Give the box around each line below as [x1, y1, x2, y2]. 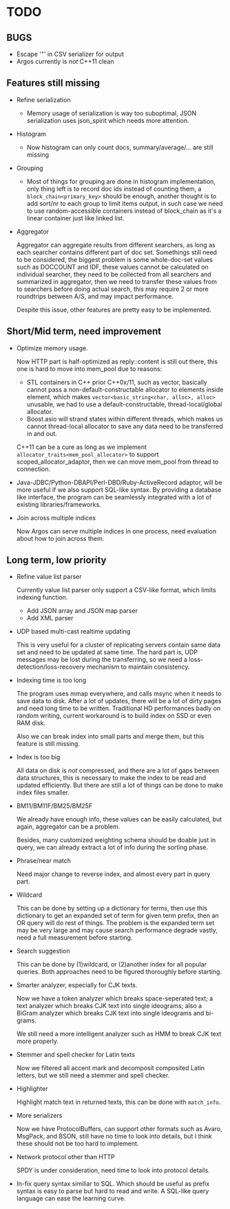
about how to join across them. [16, 534, 105, 542]
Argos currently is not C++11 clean [16, 57, 114, 66]
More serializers [16, 1112, 63, 1120]
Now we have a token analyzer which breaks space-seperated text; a [16, 994, 213, 1002]
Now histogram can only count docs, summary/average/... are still [26, 143, 214, 151]
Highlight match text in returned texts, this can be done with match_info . [16, 1098, 221, 1106]
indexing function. [16, 593, 68, 602]
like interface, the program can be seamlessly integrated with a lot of [16, 493, 212, 501]
